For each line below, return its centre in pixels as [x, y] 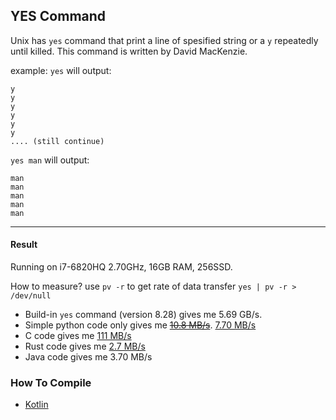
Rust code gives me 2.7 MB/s [85, 346]
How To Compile [51, 382]
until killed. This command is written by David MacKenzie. [129, 51]
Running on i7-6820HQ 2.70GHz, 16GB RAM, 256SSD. [121, 267]
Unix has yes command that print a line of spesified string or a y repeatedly [164, 40]
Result [24, 245]
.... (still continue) [57, 141]
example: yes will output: [61, 70]
